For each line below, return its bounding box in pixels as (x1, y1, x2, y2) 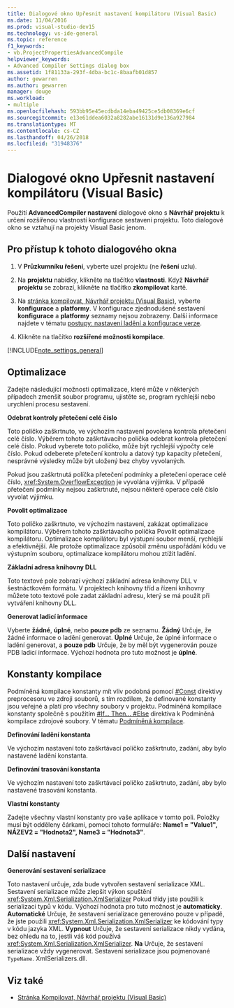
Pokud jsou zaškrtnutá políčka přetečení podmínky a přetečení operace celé (7, 470, 227, 478)
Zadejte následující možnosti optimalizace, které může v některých (7, 385, 199, 393)
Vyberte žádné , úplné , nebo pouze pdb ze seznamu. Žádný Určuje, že (7, 625, 212, 634)
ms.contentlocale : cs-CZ (7, 127, 80, 134)
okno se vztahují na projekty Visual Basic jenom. (7, 223, 147, 232)
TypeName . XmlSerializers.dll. (7, 954, 87, 963)
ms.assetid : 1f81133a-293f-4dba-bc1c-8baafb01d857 (7, 69, 158, 76)
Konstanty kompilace (7, 669, 103, 681)
